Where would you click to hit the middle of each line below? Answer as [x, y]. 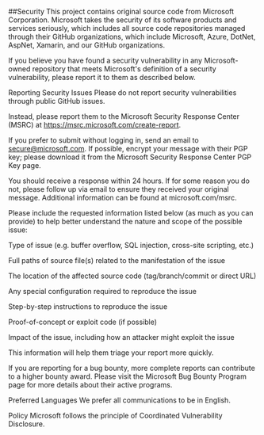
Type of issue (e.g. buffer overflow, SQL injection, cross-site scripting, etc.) [131, 245]
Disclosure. [27, 424]
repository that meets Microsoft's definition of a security [124, 69]
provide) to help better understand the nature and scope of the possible [126, 221]
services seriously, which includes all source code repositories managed [127, 28]
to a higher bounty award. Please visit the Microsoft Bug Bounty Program [128, 376]
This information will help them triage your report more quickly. [111, 353]
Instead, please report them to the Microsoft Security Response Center [124, 116]
